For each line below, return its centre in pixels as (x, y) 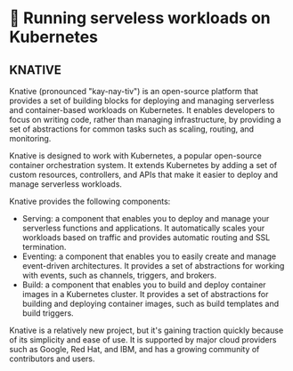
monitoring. (30, 138)
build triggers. (48, 313)
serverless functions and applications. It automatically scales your (143, 228)
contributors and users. (52, 359)
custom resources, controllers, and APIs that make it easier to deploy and (144, 174)
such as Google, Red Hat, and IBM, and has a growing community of (134, 349)
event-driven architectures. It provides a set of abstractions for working (153, 266)
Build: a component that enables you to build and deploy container (144, 285)
